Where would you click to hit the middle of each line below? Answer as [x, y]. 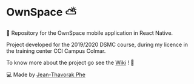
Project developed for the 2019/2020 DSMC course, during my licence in [97, 44]
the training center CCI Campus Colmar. [56, 51]
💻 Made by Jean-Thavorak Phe [46, 74]
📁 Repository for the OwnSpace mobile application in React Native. [90, 33]
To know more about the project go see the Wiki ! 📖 [70, 62]
